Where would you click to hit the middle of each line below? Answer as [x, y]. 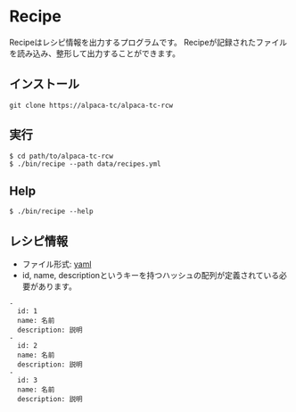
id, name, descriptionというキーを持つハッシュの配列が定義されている [150, 276]
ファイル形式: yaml [57, 264]
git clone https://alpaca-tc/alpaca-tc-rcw [91, 105]
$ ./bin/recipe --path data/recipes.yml [86, 164]
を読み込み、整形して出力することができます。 [95, 53]
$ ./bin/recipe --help [51, 211]
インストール [45, 84]
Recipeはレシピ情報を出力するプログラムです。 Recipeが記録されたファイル [148, 42]
